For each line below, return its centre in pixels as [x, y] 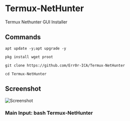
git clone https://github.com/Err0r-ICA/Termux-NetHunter [65, 65]
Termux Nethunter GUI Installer [36, 22]
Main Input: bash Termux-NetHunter [49, 113]
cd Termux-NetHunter [26, 74]
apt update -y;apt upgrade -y [36, 48]
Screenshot [23, 89]
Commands [23, 37]
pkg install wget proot [29, 57]
